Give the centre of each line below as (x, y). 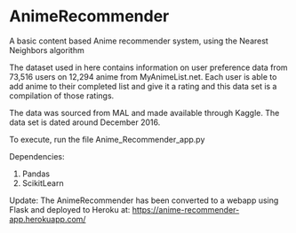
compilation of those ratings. (62, 96)
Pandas (36, 174)
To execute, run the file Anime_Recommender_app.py (107, 139)
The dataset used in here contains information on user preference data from (148, 67)
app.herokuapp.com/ (48, 219)
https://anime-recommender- (186, 209)
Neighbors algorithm (47, 50)
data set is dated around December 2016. (85, 122)
